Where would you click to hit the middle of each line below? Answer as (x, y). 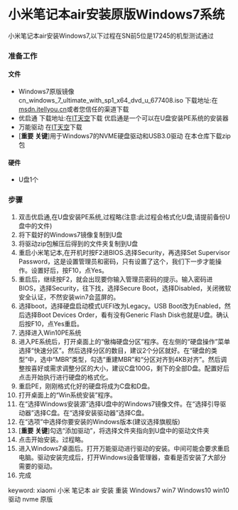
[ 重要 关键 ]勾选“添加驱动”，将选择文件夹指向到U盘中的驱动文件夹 (114, 430)
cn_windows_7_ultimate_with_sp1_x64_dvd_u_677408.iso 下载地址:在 (118, 100)
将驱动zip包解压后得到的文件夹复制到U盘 (78, 244)
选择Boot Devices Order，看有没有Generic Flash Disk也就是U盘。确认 (127, 315)
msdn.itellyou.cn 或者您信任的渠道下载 (74, 109)
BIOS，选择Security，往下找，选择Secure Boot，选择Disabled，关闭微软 (125, 288)
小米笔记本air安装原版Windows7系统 (117, 15)
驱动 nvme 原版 (31, 499)
